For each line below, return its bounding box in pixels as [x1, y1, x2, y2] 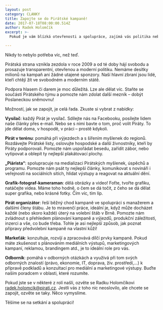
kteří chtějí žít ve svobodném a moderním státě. [5, 76, 100, 83]
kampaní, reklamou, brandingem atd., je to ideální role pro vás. [5, 245, 130, 251]
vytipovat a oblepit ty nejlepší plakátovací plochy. [5, 150, 103, 156]
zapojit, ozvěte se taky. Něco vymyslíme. [5, 290, 87, 296]
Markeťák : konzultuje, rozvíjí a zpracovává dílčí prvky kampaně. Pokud [5, 235, 147, 241]
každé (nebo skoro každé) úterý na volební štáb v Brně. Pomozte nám [5, 210, 145, 216]
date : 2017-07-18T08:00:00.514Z [5, 20, 70, 26]
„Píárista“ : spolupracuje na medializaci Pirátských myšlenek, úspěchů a [5, 160, 149, 166]
